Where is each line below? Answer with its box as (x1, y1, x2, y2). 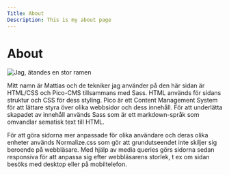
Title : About (7, 10, 44, 17)
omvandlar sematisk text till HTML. (7, 118, 105, 126)
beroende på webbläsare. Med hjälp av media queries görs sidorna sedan (7, 146, 215, 154)
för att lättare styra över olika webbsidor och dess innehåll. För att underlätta (7, 103, 223, 111)
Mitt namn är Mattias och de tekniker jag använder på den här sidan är (7, 81, 205, 90)
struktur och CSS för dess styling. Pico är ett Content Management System (7, 96, 218, 105)
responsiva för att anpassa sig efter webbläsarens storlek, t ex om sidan (7, 153, 210, 161)
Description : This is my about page (7, 16, 111, 23)
